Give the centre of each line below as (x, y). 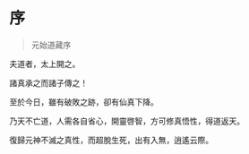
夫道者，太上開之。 (45, 64)
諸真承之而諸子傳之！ (48, 82)
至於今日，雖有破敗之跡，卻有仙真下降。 (84, 102)
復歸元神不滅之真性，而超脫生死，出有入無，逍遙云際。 (111, 140)
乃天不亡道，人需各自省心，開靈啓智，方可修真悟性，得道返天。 (127, 121)
